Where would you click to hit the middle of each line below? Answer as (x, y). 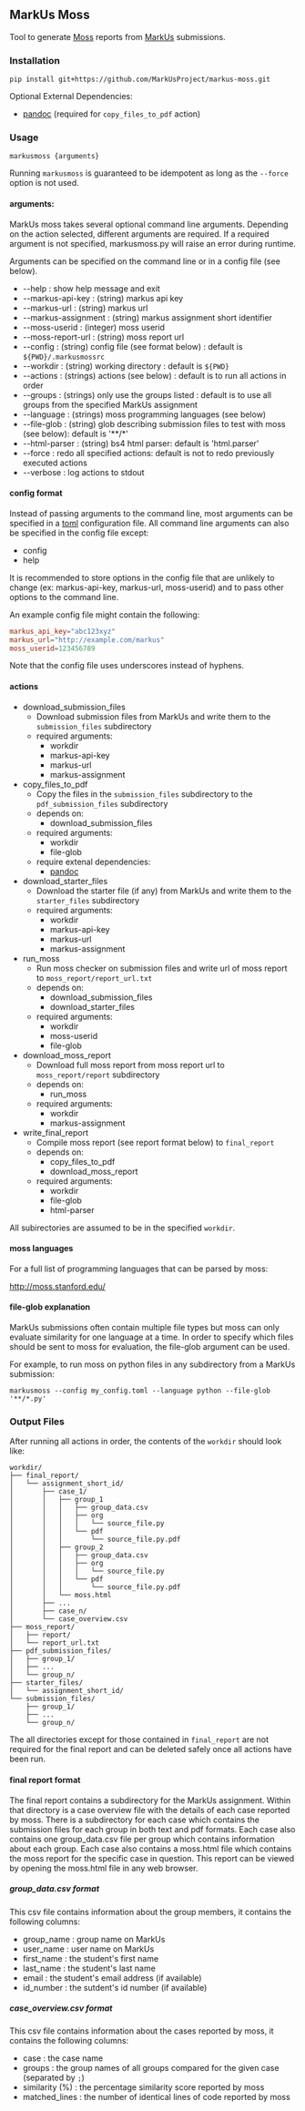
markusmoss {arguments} (55, 157)
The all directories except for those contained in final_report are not (139, 1739)
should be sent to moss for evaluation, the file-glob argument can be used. (150, 1347)
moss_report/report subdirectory (98, 1075)
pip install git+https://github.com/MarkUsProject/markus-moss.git (140, 80)
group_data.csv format (55, 1889)
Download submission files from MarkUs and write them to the (153, 716)
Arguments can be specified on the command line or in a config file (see (145, 261)
